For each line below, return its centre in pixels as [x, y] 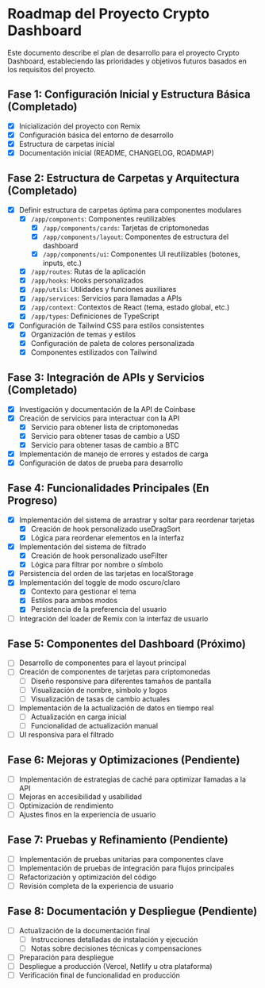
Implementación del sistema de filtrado [83, 547]
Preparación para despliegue [66, 958]
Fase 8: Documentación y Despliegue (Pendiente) [132, 911]
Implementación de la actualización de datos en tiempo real [116, 708]
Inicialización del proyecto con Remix [80, 126]
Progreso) [33, 501]
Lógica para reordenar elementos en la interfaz [108, 537]
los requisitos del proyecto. [52, 69]
